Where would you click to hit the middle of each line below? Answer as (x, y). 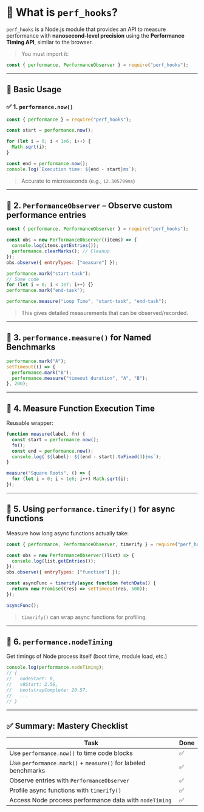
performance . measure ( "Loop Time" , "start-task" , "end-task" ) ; (87, 302)
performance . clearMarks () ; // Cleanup (61, 251)
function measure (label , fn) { (46, 434)
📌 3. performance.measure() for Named (79, 338)
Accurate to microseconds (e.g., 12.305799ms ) (78, 181)
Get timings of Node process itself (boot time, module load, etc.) (87, 656)
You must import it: (45, 53)
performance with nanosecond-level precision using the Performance (96, 35)
